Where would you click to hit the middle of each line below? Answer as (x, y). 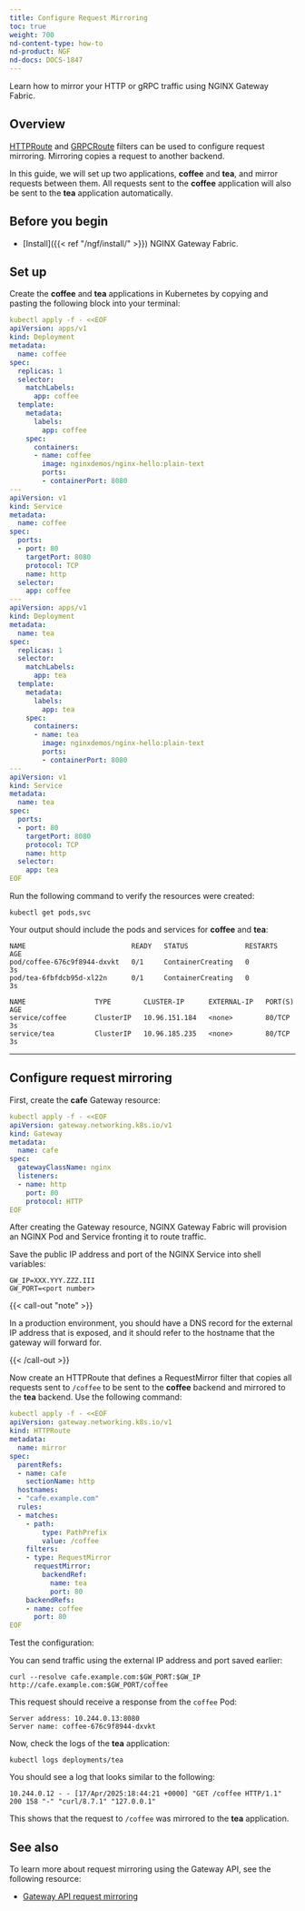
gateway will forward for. (56, 1342)
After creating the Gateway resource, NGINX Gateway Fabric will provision (148, 1227)
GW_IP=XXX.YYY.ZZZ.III (52, 1281)
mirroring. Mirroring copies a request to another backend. (117, 156)
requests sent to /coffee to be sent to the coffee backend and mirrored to (148, 1388)
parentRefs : (40, 1465)
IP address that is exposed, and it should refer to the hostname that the (142, 1333)
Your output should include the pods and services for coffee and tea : (139, 930)
